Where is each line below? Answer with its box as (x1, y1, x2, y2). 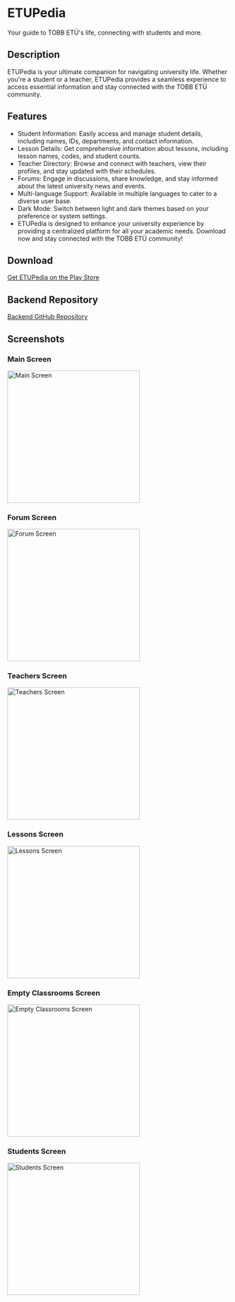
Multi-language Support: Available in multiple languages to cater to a (17, 189, 217, 198)
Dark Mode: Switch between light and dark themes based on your (17, 204, 210, 212)
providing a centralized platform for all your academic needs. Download (17, 227, 226, 235)
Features (7, 111, 47, 123)
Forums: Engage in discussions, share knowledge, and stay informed (17, 174, 218, 183)
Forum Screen (7, 512, 57, 522)
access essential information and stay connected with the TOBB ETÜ (7, 83, 207, 91)
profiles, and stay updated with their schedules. (17, 167, 157, 175)
